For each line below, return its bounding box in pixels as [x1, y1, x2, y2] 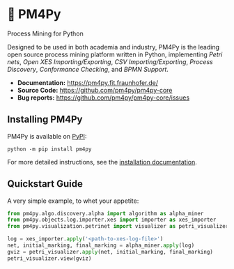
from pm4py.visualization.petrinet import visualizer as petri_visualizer [7, 223, 229, 230]
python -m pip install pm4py [7, 146, 92, 153]
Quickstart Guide [7, 178, 84, 190]
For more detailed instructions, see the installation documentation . [7, 157, 197, 166]
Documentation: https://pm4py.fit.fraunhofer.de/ [17, 78, 159, 86]
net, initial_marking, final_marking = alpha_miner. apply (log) [7, 242, 195, 249]
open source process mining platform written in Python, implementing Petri [7, 50, 223, 59]
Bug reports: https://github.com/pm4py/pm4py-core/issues [17, 93, 190, 102]
